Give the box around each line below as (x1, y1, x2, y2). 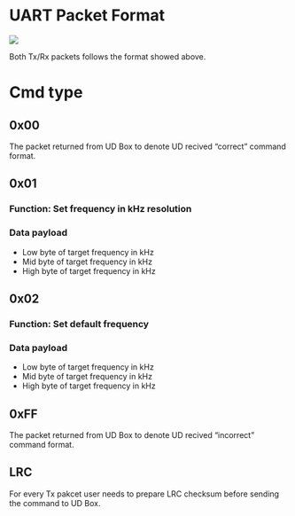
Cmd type (9, 82, 83, 103)
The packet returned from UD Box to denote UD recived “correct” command (9, 141, 286, 152)
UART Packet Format (9, 5, 166, 26)
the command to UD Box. (9, 497, 101, 508)
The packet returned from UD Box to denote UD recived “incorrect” (9, 429, 255, 440)
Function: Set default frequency (9, 317, 149, 330)
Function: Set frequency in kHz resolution (9, 203, 192, 215)
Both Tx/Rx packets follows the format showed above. (9, 51, 206, 62)
